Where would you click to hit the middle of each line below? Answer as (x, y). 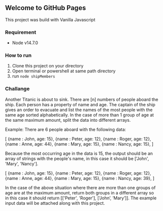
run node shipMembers (34, 76)
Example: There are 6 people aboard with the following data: (66, 129)
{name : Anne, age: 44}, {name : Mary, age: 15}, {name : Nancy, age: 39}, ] (80, 178)
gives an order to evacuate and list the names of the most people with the (79, 110)
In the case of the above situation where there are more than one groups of (80, 187)
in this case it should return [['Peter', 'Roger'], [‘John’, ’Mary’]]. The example (81, 198)
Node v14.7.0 (25, 43)
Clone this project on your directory (48, 66)
